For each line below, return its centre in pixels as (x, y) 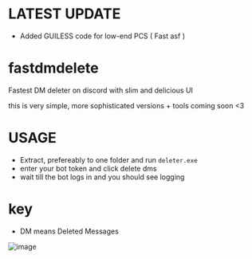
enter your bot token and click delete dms (88, 168)
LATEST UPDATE (65, 14)
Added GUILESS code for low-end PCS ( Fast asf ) (102, 36)
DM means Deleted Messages (69, 231)
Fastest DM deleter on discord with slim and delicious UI (101, 90)
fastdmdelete (53, 68)
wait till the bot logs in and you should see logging (102, 177)
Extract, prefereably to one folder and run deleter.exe (108, 159)
